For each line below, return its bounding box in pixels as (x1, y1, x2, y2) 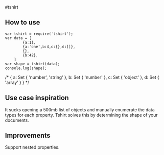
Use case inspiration (5, 94, 69, 102)
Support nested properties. (5, 144, 60, 150)
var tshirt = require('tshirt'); (5, 31, 73, 36)
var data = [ (5, 35, 32, 41)
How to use (5, 18, 40, 26)
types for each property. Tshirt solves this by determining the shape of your (5, 112, 158, 118)
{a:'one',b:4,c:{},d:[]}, (23, 44, 76, 49)
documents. (5, 117, 29, 123)
